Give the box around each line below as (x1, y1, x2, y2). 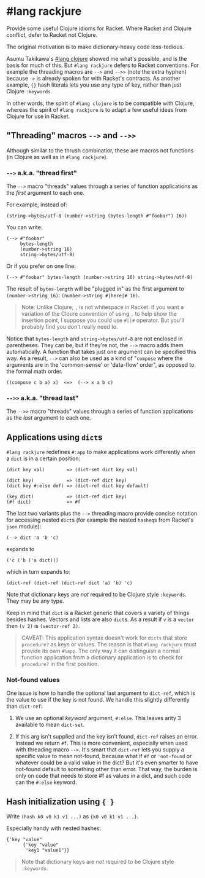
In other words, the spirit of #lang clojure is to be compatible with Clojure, (6, 100, 195, 107)
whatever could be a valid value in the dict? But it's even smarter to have (15, 759, 198, 766)
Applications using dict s (6, 432, 103, 442)
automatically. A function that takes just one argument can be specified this (6, 348, 197, 356)
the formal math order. (6, 367, 63, 375)
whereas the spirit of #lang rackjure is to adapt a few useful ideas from (6, 106, 187, 113)
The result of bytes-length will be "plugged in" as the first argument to (6, 285, 185, 292)
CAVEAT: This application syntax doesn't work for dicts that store (21, 634, 188, 641)
